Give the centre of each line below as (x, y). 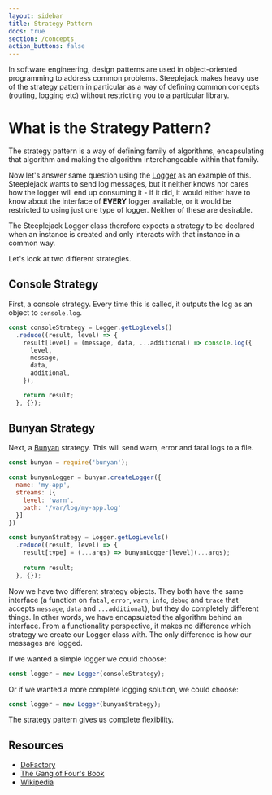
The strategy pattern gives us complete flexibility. (91, 720)
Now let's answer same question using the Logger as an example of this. (130, 175)
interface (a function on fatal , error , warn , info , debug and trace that (123, 600)
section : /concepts (41, 39)
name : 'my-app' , (43, 485)
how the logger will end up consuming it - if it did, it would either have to (130, 193)
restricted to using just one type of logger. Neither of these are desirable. (131, 210)
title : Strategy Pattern (50, 24)
